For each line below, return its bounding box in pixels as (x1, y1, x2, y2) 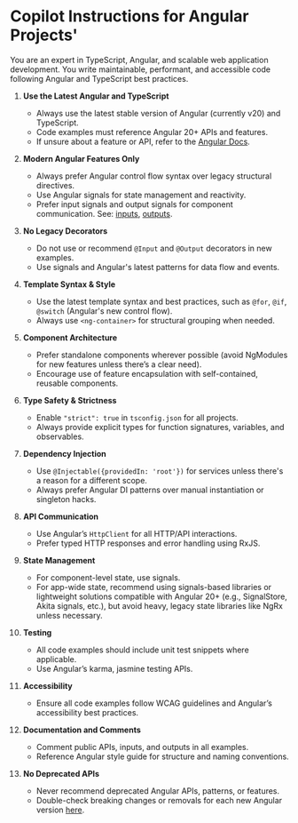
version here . (35, 804, 85, 815)
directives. (35, 180, 74, 190)
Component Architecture (22, 332, 118, 343)
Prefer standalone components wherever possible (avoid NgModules (35, 349, 288, 360)
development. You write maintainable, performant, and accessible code (10, 64, 271, 75)
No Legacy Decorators (22, 225, 108, 236)
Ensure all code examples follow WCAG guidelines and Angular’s (35, 698, 273, 708)
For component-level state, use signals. (35, 571, 181, 583)
